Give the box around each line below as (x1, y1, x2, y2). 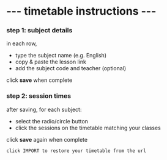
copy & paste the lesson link (15, 58, 87, 65)
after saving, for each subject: (6, 106, 82, 113)
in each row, (6, 40, 37, 47)
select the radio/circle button (15, 117, 89, 125)
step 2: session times (6, 92, 72, 100)
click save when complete (6, 76, 73, 84)
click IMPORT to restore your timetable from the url (6, 148, 147, 154)
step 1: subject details (6, 26, 73, 35)
